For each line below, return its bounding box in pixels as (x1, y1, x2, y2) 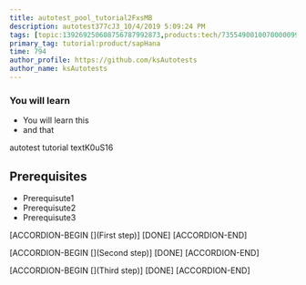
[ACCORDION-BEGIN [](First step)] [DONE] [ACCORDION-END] (9, 229, 248, 240)
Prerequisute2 (22, 202, 76, 213)
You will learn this (22, 115, 89, 126)
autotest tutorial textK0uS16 (9, 142, 114, 153)
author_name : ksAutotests (9, 65, 107, 74)
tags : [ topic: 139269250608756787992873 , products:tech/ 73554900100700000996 (9, 30, 303, 39)
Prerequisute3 (22, 211, 76, 223)
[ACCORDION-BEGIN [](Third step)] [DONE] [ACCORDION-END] (9, 265, 250, 276)
